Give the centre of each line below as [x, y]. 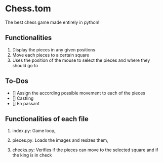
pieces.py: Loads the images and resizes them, [60, 140]
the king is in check [32, 155]
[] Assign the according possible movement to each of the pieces [79, 93]
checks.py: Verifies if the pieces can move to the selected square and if [85, 150]
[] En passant [26, 103]
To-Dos [17, 81]
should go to [25, 65]
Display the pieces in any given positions [54, 49]
